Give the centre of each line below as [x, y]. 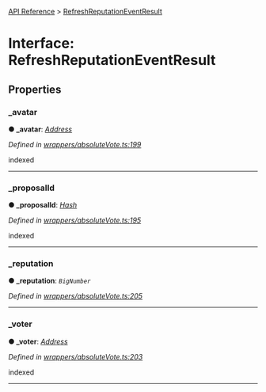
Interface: [42, 44]
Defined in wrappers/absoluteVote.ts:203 [76, 356]
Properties [35, 89]
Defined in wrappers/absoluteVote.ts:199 [75, 144]
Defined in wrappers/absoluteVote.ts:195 [75, 220]
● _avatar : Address [40, 129]
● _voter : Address [38, 341]
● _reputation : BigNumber [49, 281]
